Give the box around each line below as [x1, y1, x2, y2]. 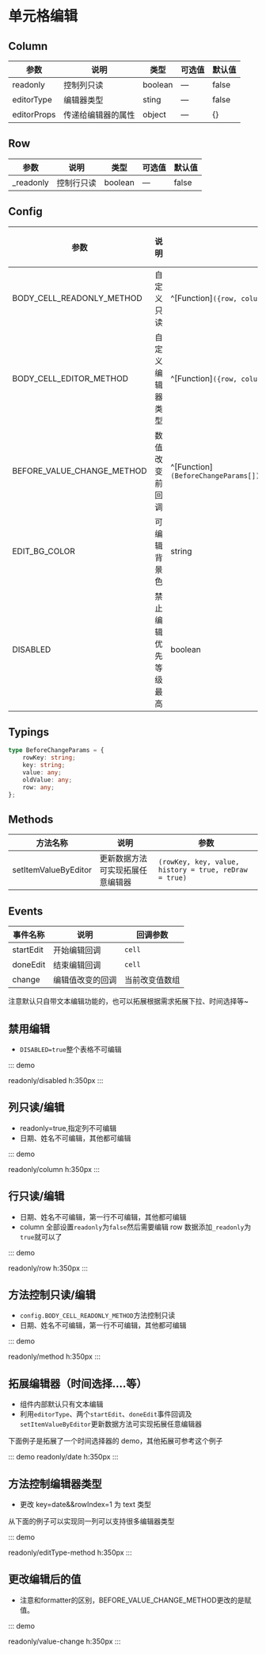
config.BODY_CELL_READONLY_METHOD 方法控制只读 [19, 1311, 176, 1321]
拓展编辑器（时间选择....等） [8, 1377, 148, 1390]
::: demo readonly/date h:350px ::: [8, 1452, 119, 1462]
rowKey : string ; [22, 754, 77, 762]
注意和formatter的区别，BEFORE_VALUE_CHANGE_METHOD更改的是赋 [19, 1595, 252, 1605]
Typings [8, 726, 50, 739]
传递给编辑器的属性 [63, 110, 135, 120]
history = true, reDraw [158, 866, 248, 874]
